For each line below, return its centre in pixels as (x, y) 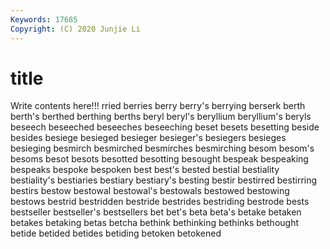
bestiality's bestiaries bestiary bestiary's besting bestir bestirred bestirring (164, 180)
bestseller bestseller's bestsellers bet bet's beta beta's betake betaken (156, 212)
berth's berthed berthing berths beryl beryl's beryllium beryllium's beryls (161, 117)
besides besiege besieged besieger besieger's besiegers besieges (148, 138)
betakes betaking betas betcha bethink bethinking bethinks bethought (155, 223)
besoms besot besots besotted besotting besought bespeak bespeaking (159, 159)
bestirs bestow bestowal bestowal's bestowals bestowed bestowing (150, 191)
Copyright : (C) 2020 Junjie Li (75, 29)
